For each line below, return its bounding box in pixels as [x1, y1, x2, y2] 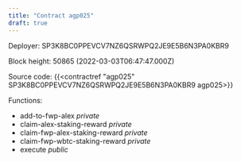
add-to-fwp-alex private [19, 110, 100, 120]
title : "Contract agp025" [8, 11, 94, 20]
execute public [19, 145, 69, 154]
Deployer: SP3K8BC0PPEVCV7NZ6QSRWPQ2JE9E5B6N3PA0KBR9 [8, 40, 229, 50]
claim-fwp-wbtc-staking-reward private [19, 136, 151, 145]
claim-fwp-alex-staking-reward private [19, 128, 149, 137]
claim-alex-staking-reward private [19, 119, 133, 129]
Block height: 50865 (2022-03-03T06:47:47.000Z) [8, 56, 175, 66]
